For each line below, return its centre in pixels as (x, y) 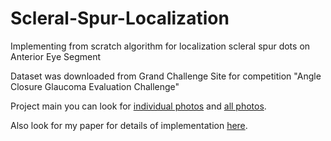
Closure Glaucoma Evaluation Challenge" (95, 86)
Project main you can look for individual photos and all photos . (138, 106)
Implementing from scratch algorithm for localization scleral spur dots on (160, 46)
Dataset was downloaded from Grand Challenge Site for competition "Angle (166, 76)
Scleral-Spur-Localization (120, 18)
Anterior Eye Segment (56, 56)
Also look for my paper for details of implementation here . (129, 125)
